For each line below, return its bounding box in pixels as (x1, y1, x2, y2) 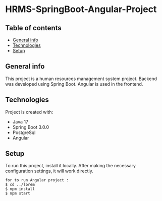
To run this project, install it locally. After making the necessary (5, 163, 136, 169)
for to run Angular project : (5, 178, 69, 183)
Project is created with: (5, 109, 53, 115)
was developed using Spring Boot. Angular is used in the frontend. (5, 81, 143, 87)
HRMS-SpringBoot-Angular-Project (5, 4, 157, 15)
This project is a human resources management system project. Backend (5, 76, 157, 82)
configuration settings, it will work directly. (5, 168, 93, 174)
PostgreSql (12, 129, 36, 136)
